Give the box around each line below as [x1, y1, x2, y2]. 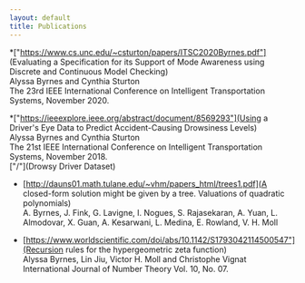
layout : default [9, 13, 71, 23]
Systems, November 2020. [9, 94, 110, 105]
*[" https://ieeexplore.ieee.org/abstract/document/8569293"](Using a [9, 112, 269, 123]
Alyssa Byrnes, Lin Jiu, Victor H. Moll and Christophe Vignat [22, 253, 247, 264]
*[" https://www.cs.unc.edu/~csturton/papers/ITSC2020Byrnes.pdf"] [9, 46, 267, 57]
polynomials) [22, 197, 72, 209]
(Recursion [22, 244, 64, 255]
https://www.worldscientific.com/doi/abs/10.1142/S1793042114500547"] [25, 234, 296, 245]
